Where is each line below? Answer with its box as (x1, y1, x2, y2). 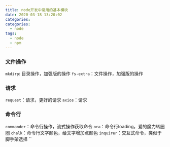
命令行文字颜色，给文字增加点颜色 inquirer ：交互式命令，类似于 (26, 130, 162, 136)
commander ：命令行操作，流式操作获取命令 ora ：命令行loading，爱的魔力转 (5, 123, 161, 129)
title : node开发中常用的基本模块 (5, 7, 69, 13)
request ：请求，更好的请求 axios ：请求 (5, 97, 87, 103)
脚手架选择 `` (5, 136, 32, 142)
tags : (5, 31, 17, 36)
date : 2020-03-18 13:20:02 (5, 12, 62, 17)
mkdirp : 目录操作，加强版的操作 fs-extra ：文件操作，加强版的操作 (5, 70, 144, 77)
